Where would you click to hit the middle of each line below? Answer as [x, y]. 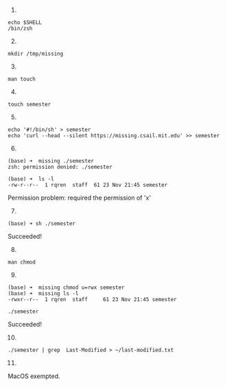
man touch [22, 79]
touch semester [29, 104]
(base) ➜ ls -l [31, 179]
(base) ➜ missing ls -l [43, 294]
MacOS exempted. [34, 376]
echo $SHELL [25, 23]
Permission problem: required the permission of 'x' [80, 198]
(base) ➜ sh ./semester [42, 224]
